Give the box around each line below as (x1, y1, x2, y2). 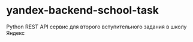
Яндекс (6, 29, 25, 36)
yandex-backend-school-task (6, 4, 159, 17)
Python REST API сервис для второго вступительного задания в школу (6, 23, 187, 30)
